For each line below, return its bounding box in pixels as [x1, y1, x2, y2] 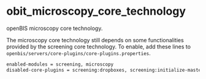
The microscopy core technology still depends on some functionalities [6, 36, 184, 43]
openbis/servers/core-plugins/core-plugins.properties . [6, 49, 151, 56]
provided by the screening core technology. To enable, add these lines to [6, 43, 191, 50]
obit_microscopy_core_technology [6, 4, 186, 18]
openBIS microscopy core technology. [6, 24, 103, 32]
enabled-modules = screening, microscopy [6, 61, 114, 67]
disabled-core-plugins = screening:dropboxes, [6, 67, 128, 73]
